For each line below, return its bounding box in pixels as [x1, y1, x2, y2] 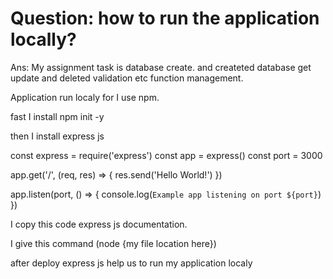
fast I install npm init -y [10, 110, 105, 122]
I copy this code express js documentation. [10, 218, 188, 230]
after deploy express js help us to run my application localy [10, 257, 253, 269]
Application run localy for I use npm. [10, 91, 160, 103]
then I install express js [10, 130, 105, 142]
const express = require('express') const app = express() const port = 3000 [10, 149, 323, 161]
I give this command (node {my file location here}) [10, 237, 217, 249]
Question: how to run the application [10, 7, 320, 30]
